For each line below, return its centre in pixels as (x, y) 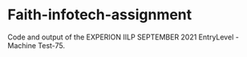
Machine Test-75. (36, 45)
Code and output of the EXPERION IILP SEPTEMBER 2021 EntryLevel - (123, 37)
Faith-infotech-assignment (100, 15)
